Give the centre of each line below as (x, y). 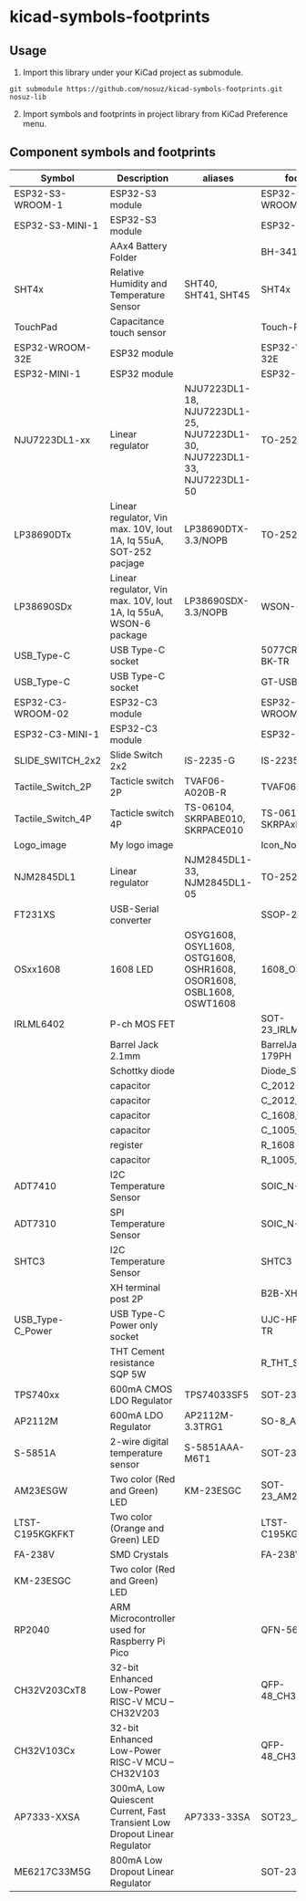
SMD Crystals (139, 1554)
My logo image (142, 844)
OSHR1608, (210, 969)
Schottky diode (142, 1071)
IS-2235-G (210, 760)
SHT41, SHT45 (217, 295)
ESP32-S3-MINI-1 (56, 225)
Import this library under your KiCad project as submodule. (133, 72)
